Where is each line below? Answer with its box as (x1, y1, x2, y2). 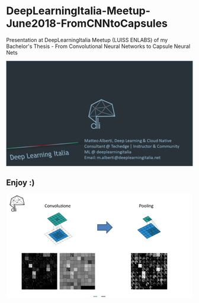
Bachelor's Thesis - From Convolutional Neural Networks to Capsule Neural (6, 43, 191, 50)
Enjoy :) (6, 178, 35, 188)
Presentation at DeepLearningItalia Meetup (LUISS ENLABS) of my (6, 36, 168, 43)
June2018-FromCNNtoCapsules (6, 17, 168, 30)
